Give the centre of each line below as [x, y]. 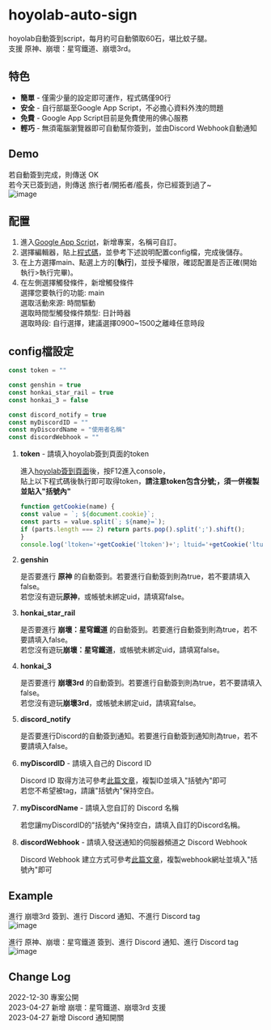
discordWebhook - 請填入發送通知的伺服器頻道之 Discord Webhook [133, 842]
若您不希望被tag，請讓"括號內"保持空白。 [89, 791]
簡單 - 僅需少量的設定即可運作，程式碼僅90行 [95, 97]
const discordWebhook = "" [54, 438]
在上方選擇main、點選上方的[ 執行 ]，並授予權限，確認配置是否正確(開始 [138, 263]
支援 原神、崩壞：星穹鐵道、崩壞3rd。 [72, 48]
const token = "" [38, 370]
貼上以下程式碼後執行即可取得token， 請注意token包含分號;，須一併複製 [140, 481]
